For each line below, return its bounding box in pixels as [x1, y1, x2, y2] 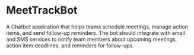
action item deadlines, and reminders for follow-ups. [6, 42, 135, 49]
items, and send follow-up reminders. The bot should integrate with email [6, 29, 186, 36]
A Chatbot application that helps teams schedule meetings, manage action [6, 23, 188, 30]
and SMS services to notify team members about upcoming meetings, [6, 35, 177, 43]
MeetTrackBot [6, 4, 78, 17]
